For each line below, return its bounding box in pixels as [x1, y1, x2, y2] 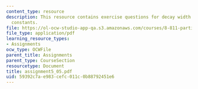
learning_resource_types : [6, 36, 70, 42]
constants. [11, 19, 38, 25]
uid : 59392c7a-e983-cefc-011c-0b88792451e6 [6, 74, 115, 80]
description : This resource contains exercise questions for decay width [6, 14, 192, 20]
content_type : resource [6, 8, 65, 15]
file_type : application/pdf [6, 30, 75, 36]
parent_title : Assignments [6, 52, 72, 58]
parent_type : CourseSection [6, 57, 75, 63]
